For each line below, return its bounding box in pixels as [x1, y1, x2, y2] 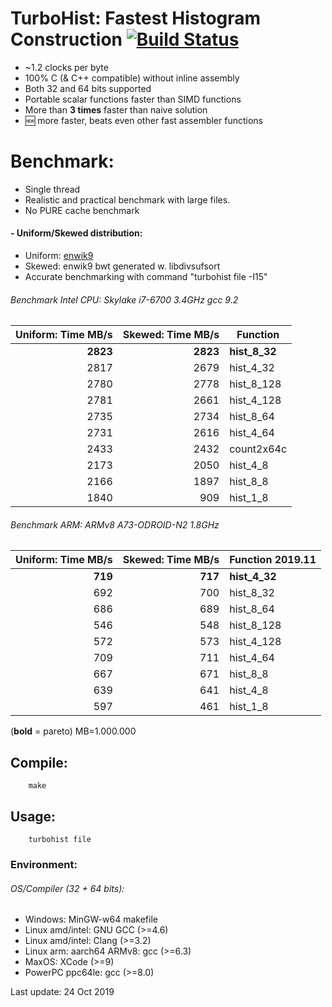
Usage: [10, 808, 57, 825]
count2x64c [229, 442, 288, 456]
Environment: [10, 858, 78, 872]
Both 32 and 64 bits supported [24, 82, 152, 94]
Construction [10, 28, 123, 51]
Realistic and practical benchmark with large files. [24, 193, 231, 206]
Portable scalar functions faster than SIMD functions [24, 93, 242, 105]
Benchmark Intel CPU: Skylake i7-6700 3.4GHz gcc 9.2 [10, 293, 239, 306]
